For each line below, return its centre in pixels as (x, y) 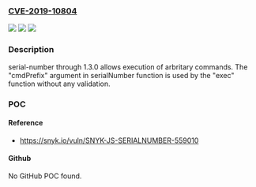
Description (31, 50)
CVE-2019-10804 (43, 11)
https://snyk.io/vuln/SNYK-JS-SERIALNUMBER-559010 (109, 140)
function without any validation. (59, 84)
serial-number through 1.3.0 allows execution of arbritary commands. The (128, 67)
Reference (26, 123)
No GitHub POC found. (45, 176)
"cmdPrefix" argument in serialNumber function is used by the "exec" (121, 75)
